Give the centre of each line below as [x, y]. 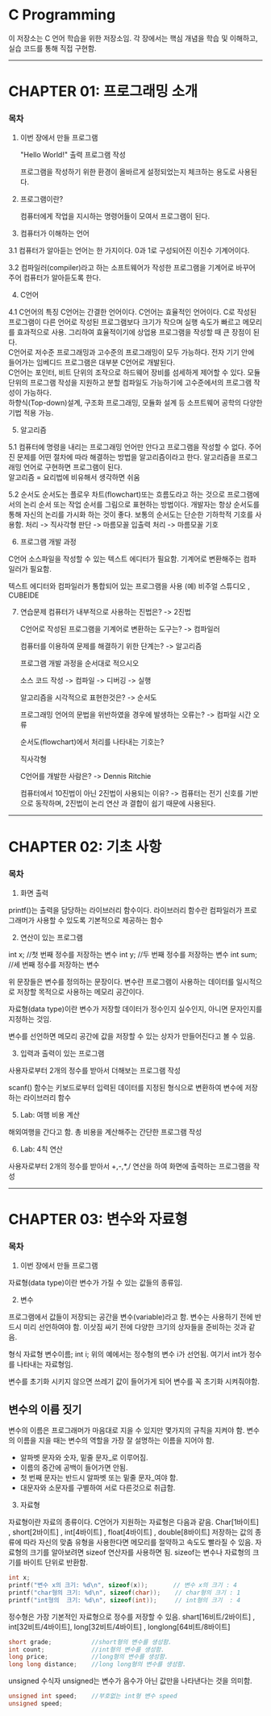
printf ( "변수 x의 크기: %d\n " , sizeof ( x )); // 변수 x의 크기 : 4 [123, 1585]
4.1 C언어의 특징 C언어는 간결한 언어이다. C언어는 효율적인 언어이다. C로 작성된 [132, 312]
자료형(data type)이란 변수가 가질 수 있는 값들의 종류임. [96, 1283]
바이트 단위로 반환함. [56, 1563]
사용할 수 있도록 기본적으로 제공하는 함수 [100, 920]
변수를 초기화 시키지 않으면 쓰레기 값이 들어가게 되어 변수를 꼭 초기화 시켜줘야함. [134, 1381]
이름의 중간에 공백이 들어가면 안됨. [74, 1468]
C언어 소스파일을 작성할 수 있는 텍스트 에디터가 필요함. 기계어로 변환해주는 [125, 559]
